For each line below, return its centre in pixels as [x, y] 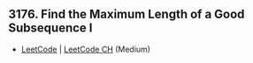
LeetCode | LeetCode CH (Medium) [86, 49]
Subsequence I [50, 28]
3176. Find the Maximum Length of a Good [126, 14]
